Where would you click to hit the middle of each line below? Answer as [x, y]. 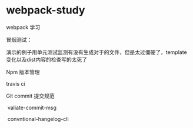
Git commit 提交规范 [30, 96]
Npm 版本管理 [23, 72]
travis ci [16, 83]
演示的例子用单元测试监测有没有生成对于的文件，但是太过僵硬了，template [96, 52]
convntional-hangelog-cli [38, 119]
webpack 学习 [23, 27]
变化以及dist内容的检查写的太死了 [46, 59]
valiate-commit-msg [32, 107]
